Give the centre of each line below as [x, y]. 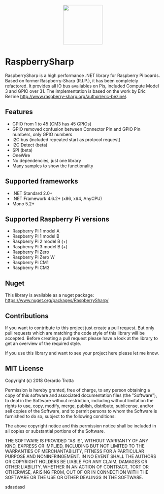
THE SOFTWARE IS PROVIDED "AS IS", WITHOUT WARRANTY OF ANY [77, 440]
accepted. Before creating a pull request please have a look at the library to [82, 338]
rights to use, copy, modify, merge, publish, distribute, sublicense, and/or [79, 406]
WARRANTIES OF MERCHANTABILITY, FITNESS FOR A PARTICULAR [75, 451]
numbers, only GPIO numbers [42, 134]
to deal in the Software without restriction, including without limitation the [79, 400]
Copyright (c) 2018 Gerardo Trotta [39, 380]
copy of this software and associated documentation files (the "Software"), [81, 395]
